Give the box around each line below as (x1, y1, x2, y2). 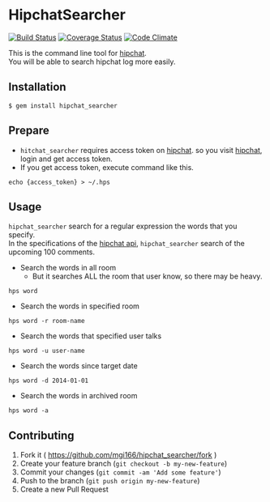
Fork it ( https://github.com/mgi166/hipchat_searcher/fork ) (19, 450, 217, 460)
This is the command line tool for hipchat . (8, 48, 148, 57)
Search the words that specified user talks (19, 331, 162, 341)
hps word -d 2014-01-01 (8, 376, 89, 385)
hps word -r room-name (8, 317, 85, 325)
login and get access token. (19, 154, 114, 164)
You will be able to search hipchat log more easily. (8, 57, 176, 66)
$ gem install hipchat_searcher (8, 101, 118, 110)
